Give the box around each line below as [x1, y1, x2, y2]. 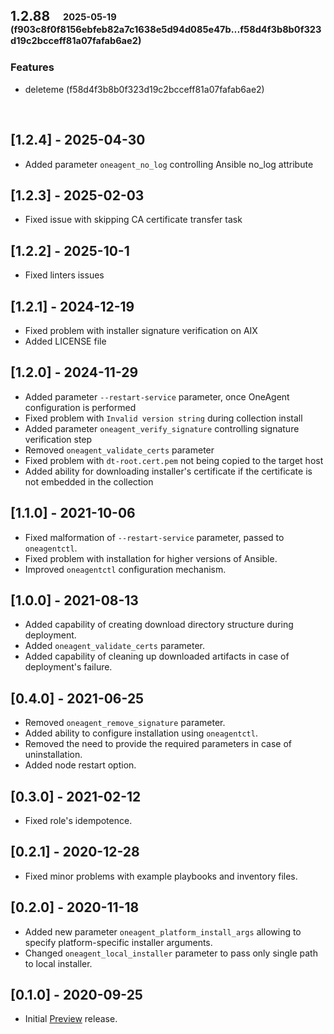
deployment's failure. [24, 661, 113, 673]
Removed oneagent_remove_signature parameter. [24, 717, 226, 729]
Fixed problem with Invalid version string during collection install [24, 412, 303, 424]
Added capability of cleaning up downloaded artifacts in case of [24, 650, 290, 663]
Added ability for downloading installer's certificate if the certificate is [24, 465, 313, 477]
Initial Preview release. [24, 1013, 118, 1025]
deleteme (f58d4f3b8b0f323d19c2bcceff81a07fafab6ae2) [24, 83, 265, 95]
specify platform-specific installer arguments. [24, 936, 213, 948]
